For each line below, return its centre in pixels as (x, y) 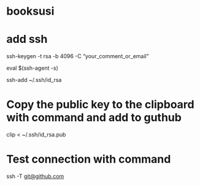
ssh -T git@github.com (35, 176)
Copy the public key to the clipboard (100, 105)
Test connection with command (89, 159)
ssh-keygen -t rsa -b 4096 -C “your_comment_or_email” (78, 56)
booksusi (30, 11)
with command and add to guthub (94, 118)
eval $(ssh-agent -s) (32, 68)
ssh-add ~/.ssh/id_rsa (34, 80)
